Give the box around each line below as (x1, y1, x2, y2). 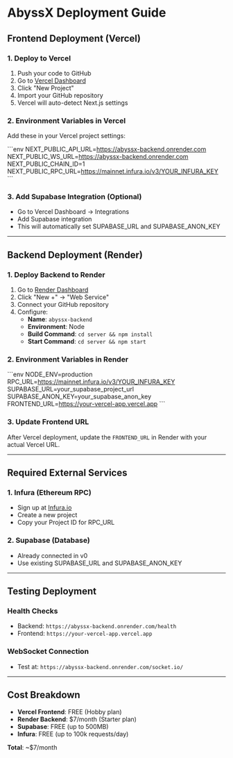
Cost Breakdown (7, 689, 81, 701)
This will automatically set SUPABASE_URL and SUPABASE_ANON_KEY (17, 222, 221, 230)
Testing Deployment (7, 585, 97, 598)
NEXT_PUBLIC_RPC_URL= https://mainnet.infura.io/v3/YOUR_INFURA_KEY (7, 167, 218, 176)
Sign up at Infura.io (17, 503, 72, 512)
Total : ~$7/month (7, 743, 58, 751)
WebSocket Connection (7, 647, 89, 657)
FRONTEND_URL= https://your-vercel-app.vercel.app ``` (7, 400, 166, 408)
